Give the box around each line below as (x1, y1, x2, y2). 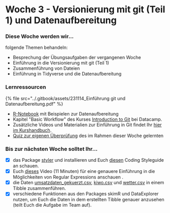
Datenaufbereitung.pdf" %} (5, 101, 63, 107)
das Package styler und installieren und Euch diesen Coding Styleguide (12, 157, 164, 163)
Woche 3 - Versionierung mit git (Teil (5, 4, 165, 15)
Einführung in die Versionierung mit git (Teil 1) (12, 60, 109, 66)
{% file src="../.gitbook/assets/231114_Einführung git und (5, 95, 126, 101)
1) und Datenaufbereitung (5, 14, 117, 26)
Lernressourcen (5, 84, 46, 91)
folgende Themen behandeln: (5, 45, 68, 51)
